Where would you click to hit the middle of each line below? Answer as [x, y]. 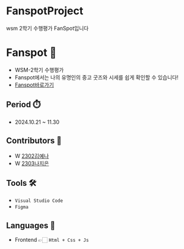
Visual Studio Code [39, 201]
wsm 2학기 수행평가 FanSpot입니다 [47, 28]
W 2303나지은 [32, 163]
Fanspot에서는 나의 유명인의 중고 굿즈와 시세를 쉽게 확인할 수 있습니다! [97, 77]
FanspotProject [45, 11]
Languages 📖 [31, 225]
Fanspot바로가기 [34, 85]
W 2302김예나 [32, 155]
